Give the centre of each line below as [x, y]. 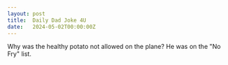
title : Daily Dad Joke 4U [47, 20]
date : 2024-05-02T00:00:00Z [52, 27]
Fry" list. [19, 54]
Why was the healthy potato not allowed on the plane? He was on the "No [114, 47]
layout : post [26, 14]
